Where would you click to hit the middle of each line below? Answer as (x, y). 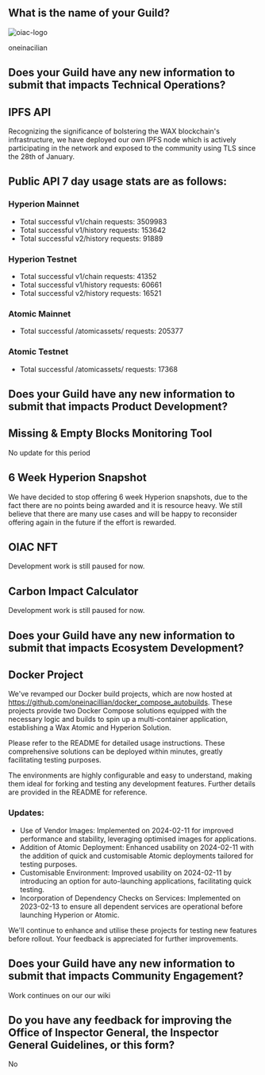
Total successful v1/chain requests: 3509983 (93, 221)
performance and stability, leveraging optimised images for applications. (138, 839)
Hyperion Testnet (43, 259)
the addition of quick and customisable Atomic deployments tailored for (136, 856)
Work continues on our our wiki (60, 995)
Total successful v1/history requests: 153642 (93, 230)
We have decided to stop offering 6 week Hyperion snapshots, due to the (128, 497)
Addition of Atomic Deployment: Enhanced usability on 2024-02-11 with (136, 847)
